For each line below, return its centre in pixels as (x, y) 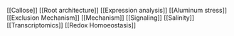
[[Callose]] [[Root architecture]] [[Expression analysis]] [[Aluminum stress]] (117, 10)
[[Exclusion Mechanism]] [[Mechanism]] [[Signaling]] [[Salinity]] (101, 18)
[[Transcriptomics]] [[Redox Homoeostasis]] (71, 25)
